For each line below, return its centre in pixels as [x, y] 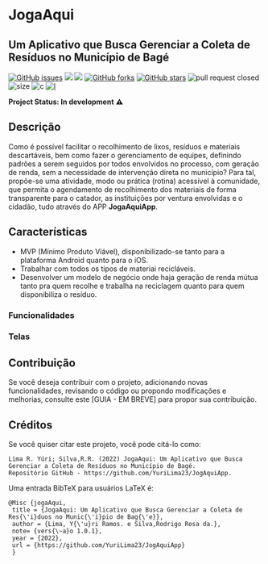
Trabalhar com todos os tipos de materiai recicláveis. [107, 269]
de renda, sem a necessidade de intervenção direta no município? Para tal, [132, 172]
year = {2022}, [37, 538]
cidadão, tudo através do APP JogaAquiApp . [83, 207]
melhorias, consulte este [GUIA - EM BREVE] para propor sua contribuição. [133, 399]
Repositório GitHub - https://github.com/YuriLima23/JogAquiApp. [120, 474]
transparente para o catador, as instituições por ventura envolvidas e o [126, 198]
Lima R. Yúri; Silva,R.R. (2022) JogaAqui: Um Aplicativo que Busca [126, 459]
